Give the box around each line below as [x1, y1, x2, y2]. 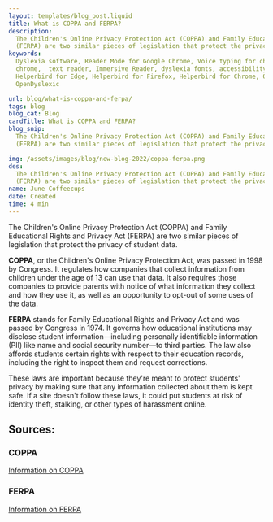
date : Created [8, 193, 57, 201]
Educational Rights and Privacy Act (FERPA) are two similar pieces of [8, 231, 239, 241]
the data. [8, 298, 38, 308]
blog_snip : [8, 125, 45, 133]
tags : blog [8, 102, 45, 111]
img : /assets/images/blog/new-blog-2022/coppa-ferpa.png [8, 154, 206, 163]
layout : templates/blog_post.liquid [8, 11, 132, 20]
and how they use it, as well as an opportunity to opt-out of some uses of [8, 289, 253, 299]
